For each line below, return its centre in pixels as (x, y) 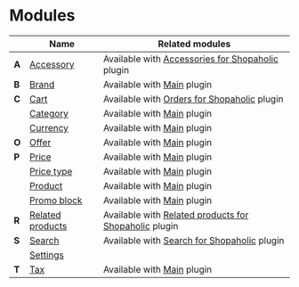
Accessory (52, 64)
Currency (49, 127)
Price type (51, 171)
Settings (47, 255)
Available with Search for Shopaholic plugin (194, 240)
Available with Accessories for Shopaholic (190, 59)
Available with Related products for (176, 215)
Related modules (194, 44)
